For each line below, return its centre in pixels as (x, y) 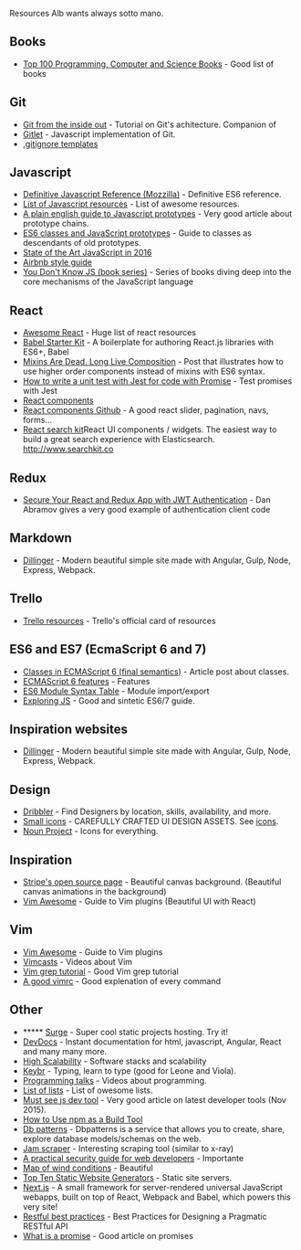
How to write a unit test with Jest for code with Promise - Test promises (157, 381)
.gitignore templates (60, 143)
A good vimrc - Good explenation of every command (122, 980)
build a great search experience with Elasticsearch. (119, 440)
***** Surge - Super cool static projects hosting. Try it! (125, 1032)
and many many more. (65, 1051)
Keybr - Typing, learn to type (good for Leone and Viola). (130, 1070)
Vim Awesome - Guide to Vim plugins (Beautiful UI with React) (140, 901)
